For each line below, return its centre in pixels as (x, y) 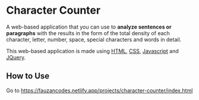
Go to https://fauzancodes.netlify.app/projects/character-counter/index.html (99, 90)
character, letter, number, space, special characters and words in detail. (94, 39)
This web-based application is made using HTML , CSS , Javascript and (93, 51)
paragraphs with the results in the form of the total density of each (88, 33)
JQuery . (16, 57)
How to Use (28, 76)
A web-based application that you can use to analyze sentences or (89, 27)
